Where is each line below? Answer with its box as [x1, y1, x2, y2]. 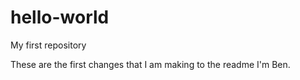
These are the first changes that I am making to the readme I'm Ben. [10, 58, 291, 70]
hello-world [10, 6, 110, 29]
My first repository [10, 39, 87, 51]
